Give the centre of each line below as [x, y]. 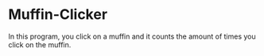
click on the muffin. [40, 44]
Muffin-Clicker [58, 15]
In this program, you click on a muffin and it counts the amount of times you [132, 36]
